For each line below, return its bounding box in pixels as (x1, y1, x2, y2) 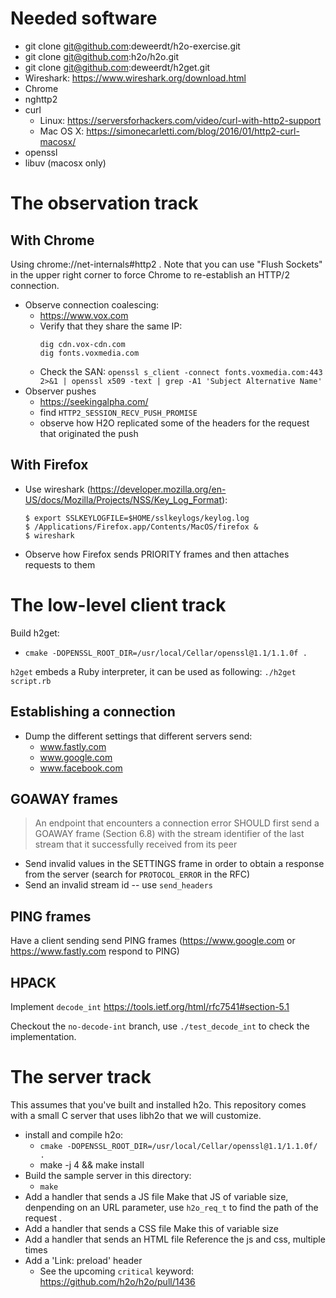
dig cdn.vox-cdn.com (39, 339, 126, 349)
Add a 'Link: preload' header (24, 1254, 143, 1266)
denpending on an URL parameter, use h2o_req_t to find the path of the (24, 1201, 319, 1213)
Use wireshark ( (24, 483, 91, 495)
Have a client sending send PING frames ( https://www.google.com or (10, 935, 296, 947)
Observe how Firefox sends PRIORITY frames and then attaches (24, 548, 290, 560)
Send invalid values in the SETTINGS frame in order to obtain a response (24, 858, 325, 870)
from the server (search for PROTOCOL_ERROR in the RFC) (24, 868, 251, 881)
